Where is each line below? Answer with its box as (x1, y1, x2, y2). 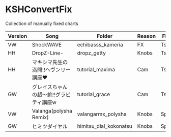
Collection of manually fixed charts (5, 20, 78, 26)
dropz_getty (77, 49, 106, 57)
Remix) (32, 114, 49, 121)
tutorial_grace (77, 91, 110, 98)
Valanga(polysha (32, 107, 72, 114)
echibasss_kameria (77, 41, 123, 48)
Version (8, 32, 27, 39)
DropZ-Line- (32, 49, 64, 57)
